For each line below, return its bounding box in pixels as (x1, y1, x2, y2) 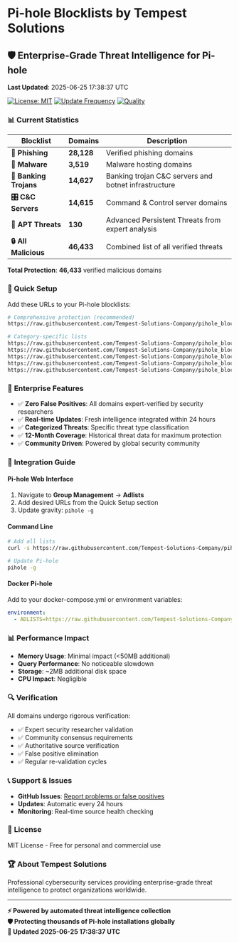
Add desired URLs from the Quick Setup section (17, 499, 159, 507)
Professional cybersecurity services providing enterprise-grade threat (7, 878, 213, 887)
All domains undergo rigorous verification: (7, 712, 131, 720)
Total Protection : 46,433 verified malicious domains (7, 266, 162, 275)
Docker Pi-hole (7, 579, 53, 588)
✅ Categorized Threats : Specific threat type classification (17, 422, 189, 432)
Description (147, 136, 188, 146)
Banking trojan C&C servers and (105, 171, 213, 181)
